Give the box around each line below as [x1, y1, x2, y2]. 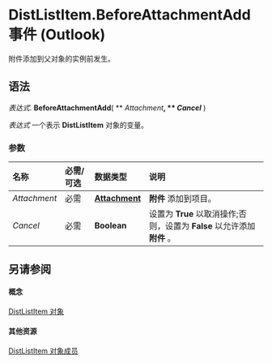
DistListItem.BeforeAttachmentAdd [8, 6, 251, 24]
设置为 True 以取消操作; [148, 208, 239, 220]
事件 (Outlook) [8, 26, 106, 44]
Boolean [94, 220, 127, 232]
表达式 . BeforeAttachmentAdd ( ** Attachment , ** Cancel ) [8, 103, 206, 113]
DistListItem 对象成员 [8, 346, 79, 356]
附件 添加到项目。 [148, 193, 217, 204]
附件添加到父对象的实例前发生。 [8, 53, 115, 63]
